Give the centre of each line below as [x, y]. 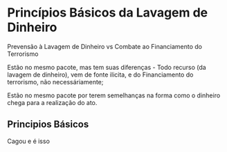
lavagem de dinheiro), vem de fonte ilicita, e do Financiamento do [100, 75]
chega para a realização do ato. [52, 102]
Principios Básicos [48, 125]
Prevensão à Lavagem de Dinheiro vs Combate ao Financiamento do [105, 46]
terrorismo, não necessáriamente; [55, 82]
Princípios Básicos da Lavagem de [108, 13]
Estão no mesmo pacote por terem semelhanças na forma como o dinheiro [114, 95]
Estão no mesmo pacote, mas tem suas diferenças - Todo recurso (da [107, 67]
